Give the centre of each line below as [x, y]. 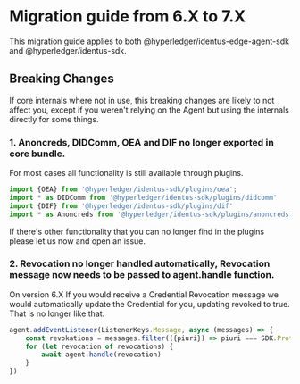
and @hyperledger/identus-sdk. [68, 50]
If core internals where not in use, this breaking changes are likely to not [142, 100]
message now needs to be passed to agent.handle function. [142, 275]
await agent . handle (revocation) [102, 355]
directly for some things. [54, 119]
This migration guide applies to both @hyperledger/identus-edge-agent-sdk [150, 41]
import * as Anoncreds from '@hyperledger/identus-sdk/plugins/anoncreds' [151, 214]
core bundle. [37, 154]
